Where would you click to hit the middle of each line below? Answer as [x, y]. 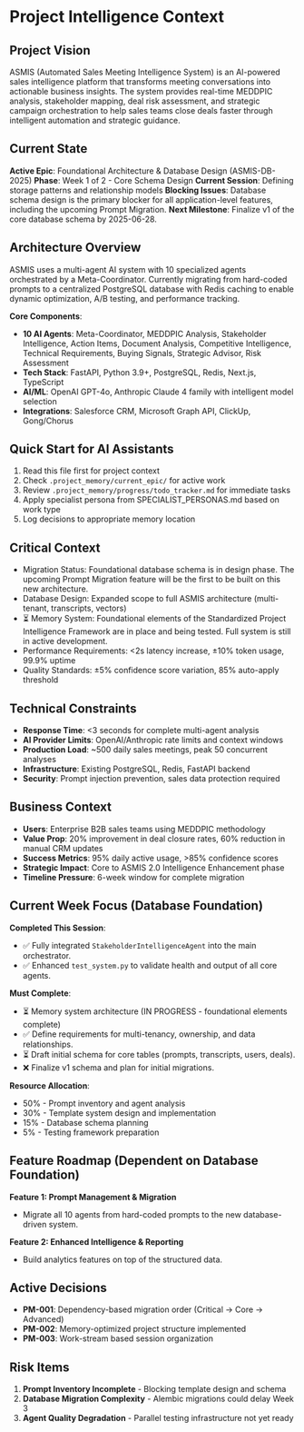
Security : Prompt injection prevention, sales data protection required [151, 779]
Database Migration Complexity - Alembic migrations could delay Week [158, 1399]
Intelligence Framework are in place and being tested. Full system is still [157, 631]
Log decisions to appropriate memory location [109, 519]
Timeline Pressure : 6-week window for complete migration [133, 877]
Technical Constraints [73, 708]
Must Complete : [40, 993]
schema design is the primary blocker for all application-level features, [142, 199]
